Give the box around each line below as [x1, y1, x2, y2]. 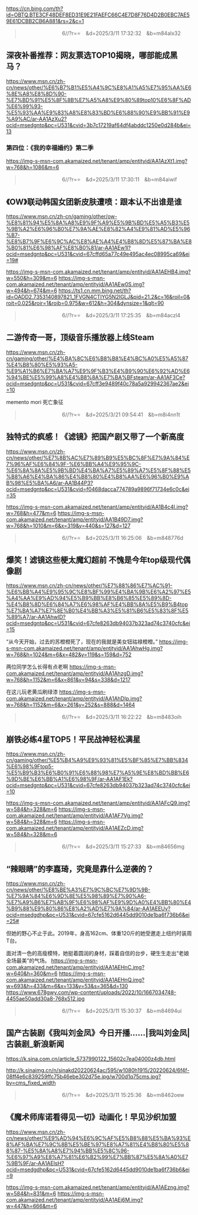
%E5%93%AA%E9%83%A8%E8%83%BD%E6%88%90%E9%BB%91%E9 [6, 109, 190, 116]
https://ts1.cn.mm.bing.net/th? [58, 286, 131, 294]
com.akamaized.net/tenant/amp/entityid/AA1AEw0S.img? [6, 281, 145, 288]
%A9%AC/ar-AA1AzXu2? [6, 115, 67, 122]
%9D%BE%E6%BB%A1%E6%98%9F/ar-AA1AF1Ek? [6, 776, 133, 783]
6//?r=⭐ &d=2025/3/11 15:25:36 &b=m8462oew [61, 1091, 184, 1098]
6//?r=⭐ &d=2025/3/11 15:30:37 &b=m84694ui [61, 1007, 182, 1014]
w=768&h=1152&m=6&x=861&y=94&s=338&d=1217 [6, 676, 131, 683]
